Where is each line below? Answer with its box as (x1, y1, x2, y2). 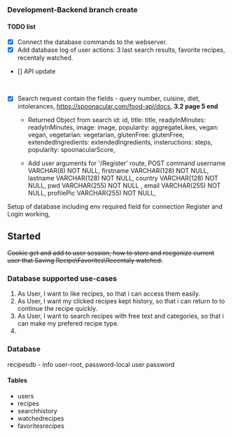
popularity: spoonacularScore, (27, 146, 115, 154)
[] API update (17, 67, 56, 76)
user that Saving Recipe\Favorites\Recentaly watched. (7, 256, 163, 265)
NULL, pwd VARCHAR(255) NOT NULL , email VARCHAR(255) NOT (27, 181, 221, 190)
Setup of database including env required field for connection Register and (7, 202, 223, 211)
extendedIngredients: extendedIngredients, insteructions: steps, (27, 138, 213, 146)
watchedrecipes (17, 414, 64, 422)
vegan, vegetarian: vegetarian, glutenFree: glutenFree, (27, 131, 185, 139)
